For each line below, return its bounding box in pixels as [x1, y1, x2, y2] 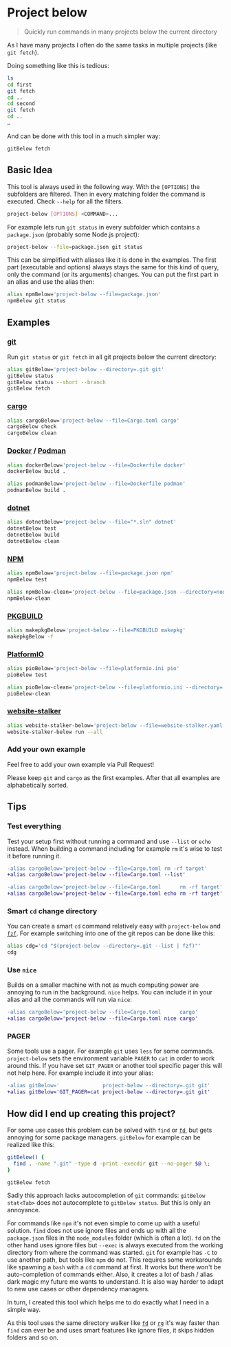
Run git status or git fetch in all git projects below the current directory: [7, 353, 217, 361]
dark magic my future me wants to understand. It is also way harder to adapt [7, 1278, 224, 1286]
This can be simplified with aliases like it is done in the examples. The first [7, 256, 217, 264]
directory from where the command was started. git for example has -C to [7, 1249, 218, 1257]
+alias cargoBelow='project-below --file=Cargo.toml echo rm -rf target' [7, 890, 223, 898]
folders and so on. [7, 1333, 58, 1342]
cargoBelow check [7, 423, 57, 430]
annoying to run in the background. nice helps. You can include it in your [7, 988, 213, 997]
